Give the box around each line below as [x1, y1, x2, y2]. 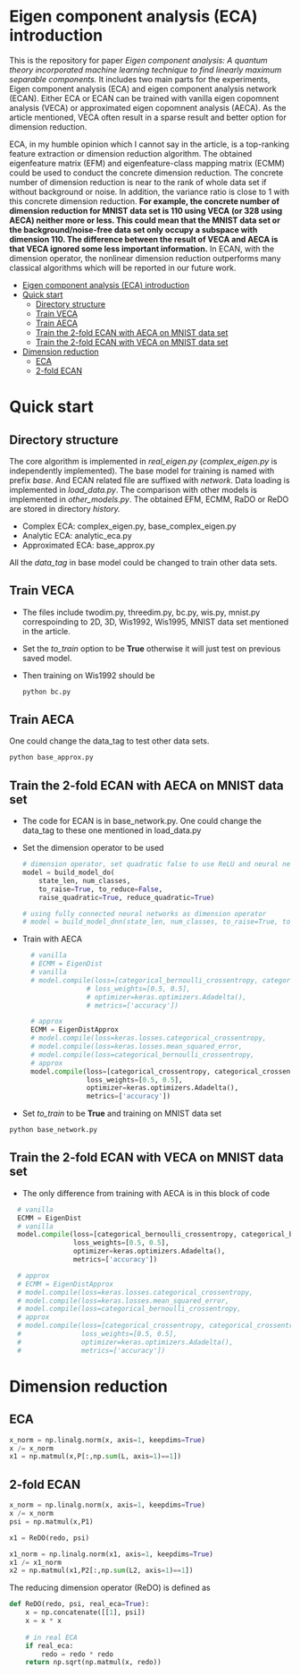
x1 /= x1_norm [9, 1558, 62, 1567]
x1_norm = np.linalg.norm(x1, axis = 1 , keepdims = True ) [9, 1550, 214, 1559]
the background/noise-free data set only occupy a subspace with [9, 224, 258, 234]
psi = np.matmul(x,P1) [9, 1517, 94, 1526]
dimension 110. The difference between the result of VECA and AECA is [9, 234, 279, 244]
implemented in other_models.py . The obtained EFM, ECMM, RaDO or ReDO [9, 494, 289, 505]
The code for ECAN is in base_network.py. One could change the [21, 816, 262, 827]
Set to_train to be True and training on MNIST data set [21, 1108, 221, 1119]
